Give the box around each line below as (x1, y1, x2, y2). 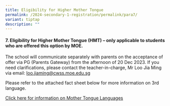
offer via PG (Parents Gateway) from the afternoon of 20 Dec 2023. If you (5, 59, 159, 65)
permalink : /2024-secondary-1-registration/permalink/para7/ (5, 12, 138, 17)
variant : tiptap (5, 17, 40, 22)
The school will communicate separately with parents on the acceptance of (5, 54, 163, 60)
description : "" (5, 21, 40, 27)
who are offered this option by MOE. (5, 43, 83, 49)
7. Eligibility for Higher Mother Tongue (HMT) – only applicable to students (5, 37, 165, 43)
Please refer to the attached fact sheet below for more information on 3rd (5, 80, 159, 86)
